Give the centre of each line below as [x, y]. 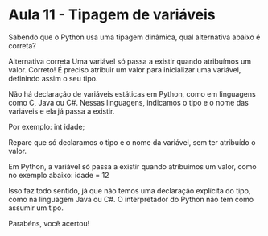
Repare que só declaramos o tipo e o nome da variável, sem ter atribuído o [132, 142]
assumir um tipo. [36, 208]
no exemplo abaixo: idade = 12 [59, 175]
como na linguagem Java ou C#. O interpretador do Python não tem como [131, 199]
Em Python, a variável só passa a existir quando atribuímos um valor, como [132, 166]
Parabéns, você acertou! [49, 223]
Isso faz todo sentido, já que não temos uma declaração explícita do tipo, [130, 190]
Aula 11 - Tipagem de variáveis [112, 15]
